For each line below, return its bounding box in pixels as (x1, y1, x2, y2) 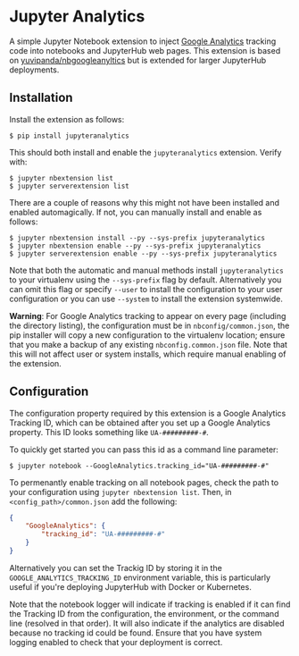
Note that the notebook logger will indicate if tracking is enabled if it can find (9, 599, 291, 610)
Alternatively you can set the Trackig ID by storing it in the (9, 562, 223, 573)
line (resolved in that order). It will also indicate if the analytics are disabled (9, 618, 285, 628)
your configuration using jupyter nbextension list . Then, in (9, 486, 232, 497)
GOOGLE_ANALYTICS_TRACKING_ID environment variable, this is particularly (9, 572, 270, 583)
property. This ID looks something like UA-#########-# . (9, 426, 210, 437)
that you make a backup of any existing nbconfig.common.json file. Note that (9, 339, 288, 349)
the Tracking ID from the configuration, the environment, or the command (9, 608, 279, 618)
